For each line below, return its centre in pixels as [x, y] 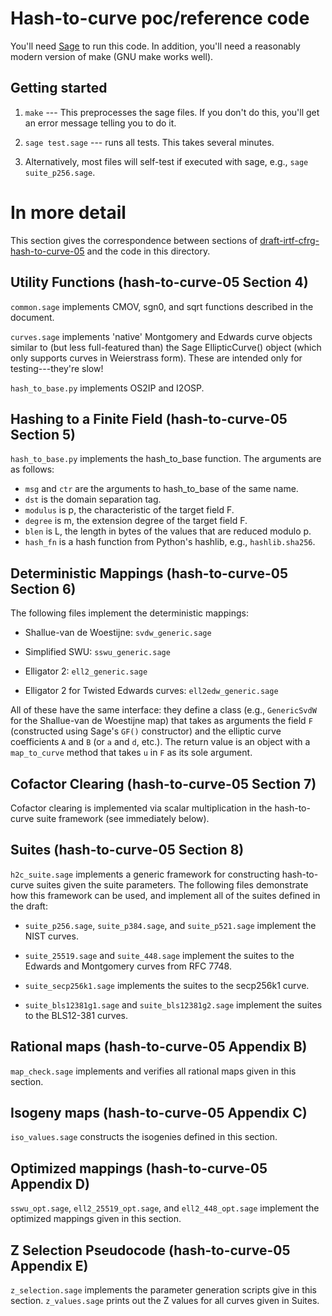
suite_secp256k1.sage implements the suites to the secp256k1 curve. [167, 985]
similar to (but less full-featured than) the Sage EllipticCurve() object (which [166, 347]
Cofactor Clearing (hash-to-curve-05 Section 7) [163, 783]
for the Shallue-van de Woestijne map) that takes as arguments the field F [161, 721]
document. [32, 317]
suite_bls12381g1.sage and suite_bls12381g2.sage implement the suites [173, 1004]
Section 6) [43, 588]
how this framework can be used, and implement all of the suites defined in [165, 895]
